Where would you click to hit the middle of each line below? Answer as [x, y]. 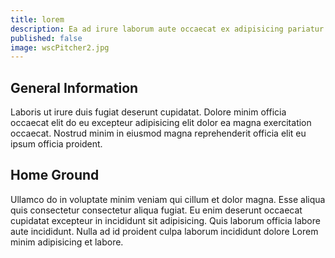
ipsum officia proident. [56, 144]
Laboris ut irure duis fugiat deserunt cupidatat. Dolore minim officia [148, 112]
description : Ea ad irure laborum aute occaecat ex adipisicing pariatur [167, 29]
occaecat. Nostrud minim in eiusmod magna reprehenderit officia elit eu [158, 133]
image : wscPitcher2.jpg [60, 47]
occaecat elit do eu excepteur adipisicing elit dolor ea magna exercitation [161, 123]
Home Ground [55, 175]
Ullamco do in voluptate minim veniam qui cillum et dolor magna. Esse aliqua [168, 199]
